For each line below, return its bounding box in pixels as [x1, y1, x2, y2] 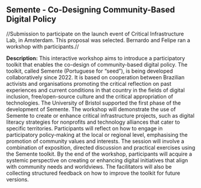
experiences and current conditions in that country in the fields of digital [6, 86, 185, 94]
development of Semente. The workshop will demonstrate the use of [6, 105, 176, 113]
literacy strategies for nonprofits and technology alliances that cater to [6, 118, 180, 126]
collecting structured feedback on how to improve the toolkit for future [6, 169, 181, 177]
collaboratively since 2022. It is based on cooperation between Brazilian [6, 73, 185, 80]
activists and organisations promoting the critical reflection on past [6, 80, 172, 87]
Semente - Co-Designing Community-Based [6, 5, 175, 15]
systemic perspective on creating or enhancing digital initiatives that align [6, 156, 188, 164]
